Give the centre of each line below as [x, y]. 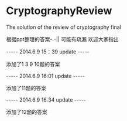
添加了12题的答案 [27, 112]
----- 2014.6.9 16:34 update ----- [46, 100]
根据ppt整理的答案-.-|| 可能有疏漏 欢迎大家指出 [62, 39]
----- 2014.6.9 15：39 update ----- [48, 52]
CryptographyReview [59, 11]
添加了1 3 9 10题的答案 [33, 64]
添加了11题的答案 [26, 88]
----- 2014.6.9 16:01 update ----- [46, 76]
